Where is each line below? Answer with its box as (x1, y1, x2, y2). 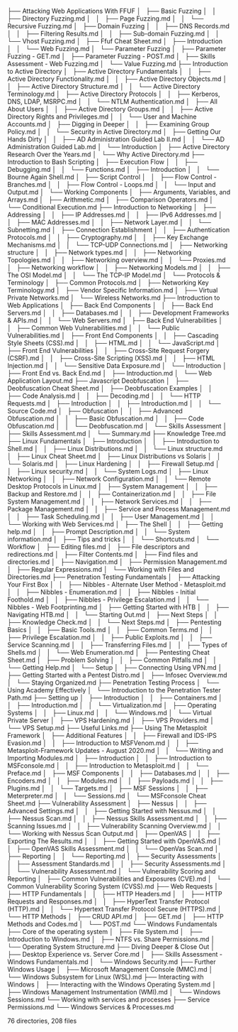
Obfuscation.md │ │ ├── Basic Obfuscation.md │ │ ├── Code (7, 414, 204, 423)
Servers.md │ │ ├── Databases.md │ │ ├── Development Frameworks (7, 309, 229, 317)
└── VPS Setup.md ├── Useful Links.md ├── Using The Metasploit (7, 724, 208, 732)
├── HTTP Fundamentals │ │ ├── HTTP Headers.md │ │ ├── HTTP (7, 890, 222, 898)
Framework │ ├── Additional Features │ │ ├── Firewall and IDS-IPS (7, 732, 217, 739)
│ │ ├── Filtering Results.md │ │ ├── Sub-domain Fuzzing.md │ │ (7, 29, 220, 38)
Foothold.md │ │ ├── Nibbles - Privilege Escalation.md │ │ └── (7, 595, 209, 604)
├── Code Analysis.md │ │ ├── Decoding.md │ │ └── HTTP (7, 391, 201, 400)
